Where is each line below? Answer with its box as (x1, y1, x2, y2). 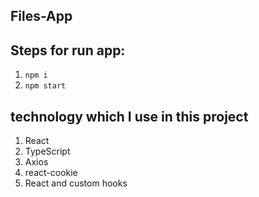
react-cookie (24, 167, 78, 179)
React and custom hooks (24, 177, 128, 189)
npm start (24, 81, 67, 91)
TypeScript (24, 145, 71, 158)
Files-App (10, 8, 73, 25)
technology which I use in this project (10, 108, 249, 125)
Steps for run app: (10, 42, 126, 59)
